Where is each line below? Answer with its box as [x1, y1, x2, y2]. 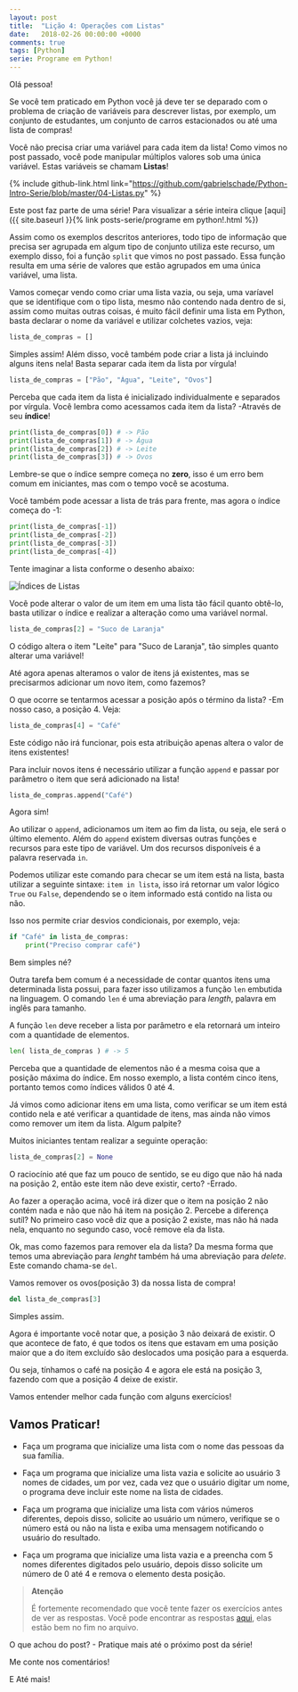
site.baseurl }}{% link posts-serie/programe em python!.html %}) [20, 215, 259, 225]
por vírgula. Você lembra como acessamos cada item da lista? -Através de [9, 400, 282, 411]
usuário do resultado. [21, 1531, 101, 1543]
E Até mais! [9, 1673, 51, 1684]
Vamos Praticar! [9, 1417, 101, 1432]
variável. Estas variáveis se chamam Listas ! [9, 161, 169, 171]
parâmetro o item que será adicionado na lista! [9, 773, 180, 784]
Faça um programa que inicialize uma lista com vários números [21, 1504, 254, 1515]
